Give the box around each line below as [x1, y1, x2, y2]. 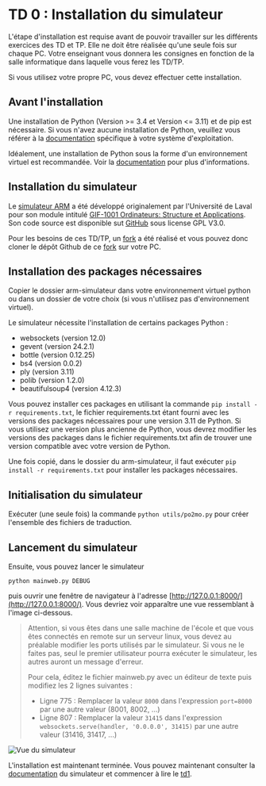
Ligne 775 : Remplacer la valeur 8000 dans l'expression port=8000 [39, 696, 253, 705]
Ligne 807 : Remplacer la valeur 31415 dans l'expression [39, 713, 222, 723]
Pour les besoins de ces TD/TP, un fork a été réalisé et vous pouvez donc [8, 233, 249, 243]
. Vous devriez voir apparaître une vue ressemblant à [81, 600, 255, 608]
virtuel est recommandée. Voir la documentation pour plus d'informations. [8, 157, 250, 167]
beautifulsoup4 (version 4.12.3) [19, 384, 121, 393]
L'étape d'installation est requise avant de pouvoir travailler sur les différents [8, 32, 258, 41]
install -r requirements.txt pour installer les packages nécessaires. [8, 466, 238, 475]
